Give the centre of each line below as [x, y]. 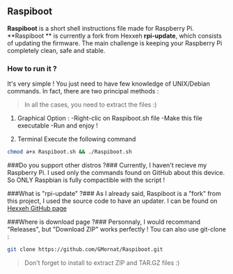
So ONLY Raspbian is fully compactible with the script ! [86, 180]
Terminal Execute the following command [77, 139]
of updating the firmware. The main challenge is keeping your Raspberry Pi [115, 43]
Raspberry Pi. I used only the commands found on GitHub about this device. [116, 172]
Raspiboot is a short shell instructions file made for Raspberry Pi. [101, 28]
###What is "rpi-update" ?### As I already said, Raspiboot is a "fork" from [114, 193]
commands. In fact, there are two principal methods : [83, 91]
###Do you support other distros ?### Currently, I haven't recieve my [107, 165]
